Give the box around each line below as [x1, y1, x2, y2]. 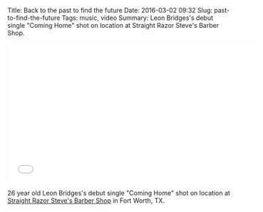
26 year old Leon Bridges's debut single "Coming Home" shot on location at [7, 189, 230, 197]
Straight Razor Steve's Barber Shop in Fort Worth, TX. [7, 196, 165, 205]
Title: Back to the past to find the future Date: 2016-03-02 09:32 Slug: [7, 6, 212, 14]
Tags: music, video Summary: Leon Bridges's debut [61, 14, 214, 22]
